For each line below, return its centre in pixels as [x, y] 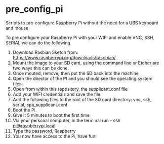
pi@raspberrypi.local [34, 126]
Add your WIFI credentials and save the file [57, 94]
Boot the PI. [24, 110]
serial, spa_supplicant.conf [40, 105]
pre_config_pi [34, 9]
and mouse [17, 28]
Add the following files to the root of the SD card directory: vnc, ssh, [82, 99]
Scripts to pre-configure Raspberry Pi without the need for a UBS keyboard [82, 23]
